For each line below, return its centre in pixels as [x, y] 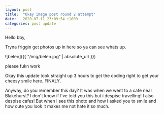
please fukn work [23, 66]
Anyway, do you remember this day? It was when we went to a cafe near [79, 91]
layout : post [18, 10]
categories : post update [31, 23]
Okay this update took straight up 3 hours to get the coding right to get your [82, 76]
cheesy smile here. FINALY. [33, 81]
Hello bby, [15, 38]
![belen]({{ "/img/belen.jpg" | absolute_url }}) [50, 57]
